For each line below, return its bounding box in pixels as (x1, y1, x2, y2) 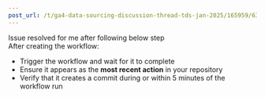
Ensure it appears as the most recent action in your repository (19, 64, 223, 74)
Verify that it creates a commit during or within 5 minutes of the (19, 73, 226, 82)
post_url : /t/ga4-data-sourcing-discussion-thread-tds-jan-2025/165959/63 (8, 11, 259, 20)
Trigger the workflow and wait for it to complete (19, 56, 175, 66)
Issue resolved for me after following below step (8, 33, 165, 42)
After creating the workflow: (8, 41, 100, 51)
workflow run (19, 81, 63, 91)
